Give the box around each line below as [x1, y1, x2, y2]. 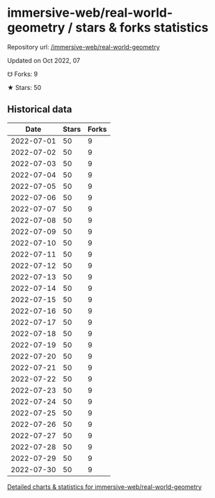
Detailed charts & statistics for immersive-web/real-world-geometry [7, 483, 202, 491]
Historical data [7, 103, 72, 116]
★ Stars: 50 [7, 83, 42, 91]
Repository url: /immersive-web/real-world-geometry [7, 43, 160, 51]
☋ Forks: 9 [7, 70, 38, 78]
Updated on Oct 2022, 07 [7, 56, 81, 64]
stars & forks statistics [75, 20, 209, 36]
